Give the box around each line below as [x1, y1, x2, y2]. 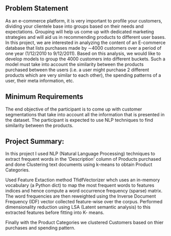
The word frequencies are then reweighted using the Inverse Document [5, 193, 156, 199]
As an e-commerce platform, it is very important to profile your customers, [5, 17, 162, 24]
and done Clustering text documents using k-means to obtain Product [5, 161, 153, 168]
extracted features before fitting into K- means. [5, 209, 104, 216]
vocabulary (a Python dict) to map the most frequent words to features [5, 182, 155, 188]
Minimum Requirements [5, 92, 83, 101]
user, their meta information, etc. [5, 77, 74, 83]
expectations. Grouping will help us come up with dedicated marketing [5, 28, 155, 35]
